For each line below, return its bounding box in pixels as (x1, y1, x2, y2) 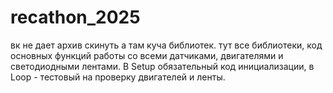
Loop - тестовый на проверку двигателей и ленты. (10, 71, 226, 83)
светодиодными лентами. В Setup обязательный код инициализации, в (10, 60, 315, 72)
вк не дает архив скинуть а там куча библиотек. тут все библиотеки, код (10, 39, 323, 51)
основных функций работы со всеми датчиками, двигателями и (10, 49, 284, 61)
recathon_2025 (10, 6, 141, 29)
